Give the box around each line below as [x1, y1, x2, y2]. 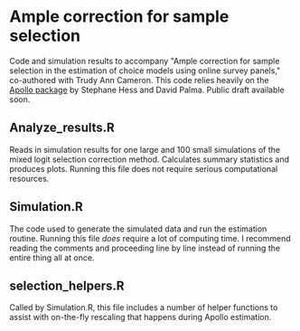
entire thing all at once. [9, 251, 95, 263]
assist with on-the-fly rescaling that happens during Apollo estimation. [9, 312, 272, 323]
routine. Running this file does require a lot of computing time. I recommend [9, 232, 291, 243]
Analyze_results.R [9, 120, 115, 136]
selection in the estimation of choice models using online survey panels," [9, 65, 281, 76]
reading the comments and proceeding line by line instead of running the [9, 242, 281, 253]
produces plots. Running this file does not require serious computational [9, 163, 278, 174]
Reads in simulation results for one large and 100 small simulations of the [9, 144, 281, 155]
